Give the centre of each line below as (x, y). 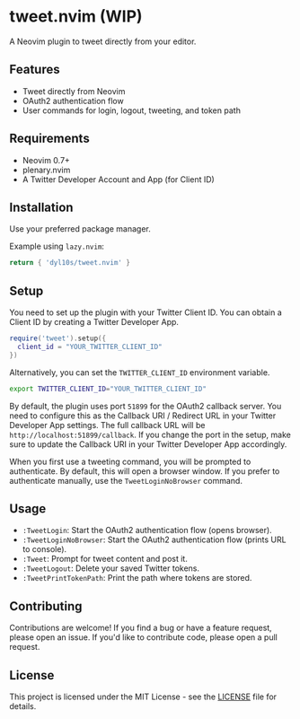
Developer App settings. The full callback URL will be (107, 425)
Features (35, 70)
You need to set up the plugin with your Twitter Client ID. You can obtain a (146, 312)
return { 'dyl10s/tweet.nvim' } (70, 263)
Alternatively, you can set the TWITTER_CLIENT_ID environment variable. (140, 372)
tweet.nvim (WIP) (76, 17)
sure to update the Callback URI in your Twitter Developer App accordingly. (148, 444)
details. (23, 706)
